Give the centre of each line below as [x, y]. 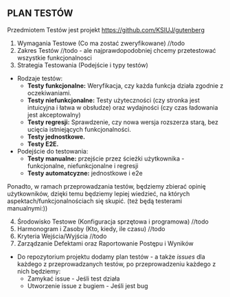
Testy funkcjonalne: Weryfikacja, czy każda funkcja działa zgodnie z [125, 85]
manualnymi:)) [27, 208]
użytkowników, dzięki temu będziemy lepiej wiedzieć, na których [99, 193]
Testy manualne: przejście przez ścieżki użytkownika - [106, 158]
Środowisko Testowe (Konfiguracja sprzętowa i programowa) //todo [113, 222]
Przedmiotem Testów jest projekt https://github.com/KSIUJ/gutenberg [106, 29]
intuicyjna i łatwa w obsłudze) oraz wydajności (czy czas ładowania [123, 107]
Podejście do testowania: [53, 151]
